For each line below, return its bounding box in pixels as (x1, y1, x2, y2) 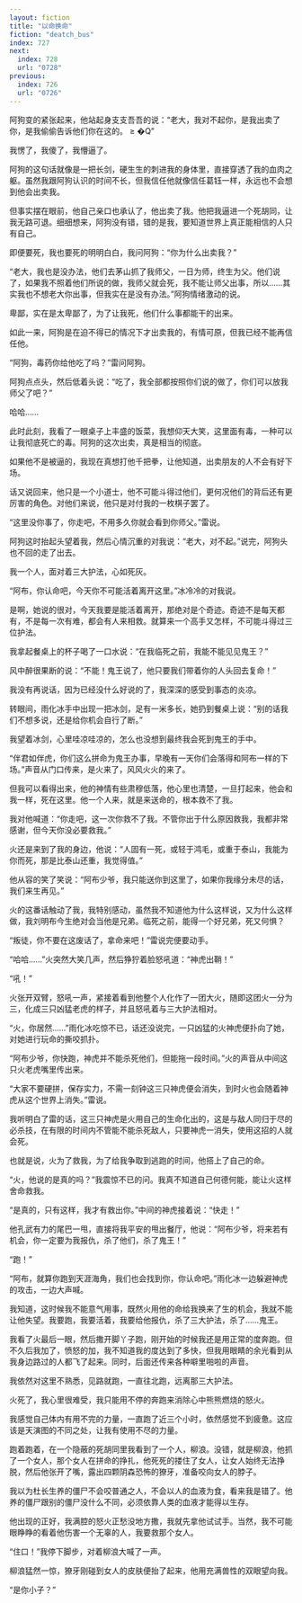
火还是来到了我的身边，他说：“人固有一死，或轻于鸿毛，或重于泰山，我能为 (9, 843, 289, 854)
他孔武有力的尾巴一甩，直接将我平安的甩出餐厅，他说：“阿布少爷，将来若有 (9, 1224, 289, 1234)
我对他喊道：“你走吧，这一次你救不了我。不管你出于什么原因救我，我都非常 (9, 813, 289, 824)
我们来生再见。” (9, 885, 65, 895)
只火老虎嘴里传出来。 (9, 1064, 88, 1074)
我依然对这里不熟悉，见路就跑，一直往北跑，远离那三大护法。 (9, 1375, 238, 1385)
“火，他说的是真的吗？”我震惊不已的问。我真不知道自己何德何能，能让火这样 (9, 1174, 292, 1185)
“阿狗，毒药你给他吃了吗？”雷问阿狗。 (9, 357, 151, 368)
